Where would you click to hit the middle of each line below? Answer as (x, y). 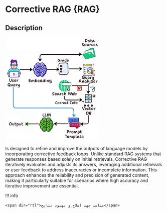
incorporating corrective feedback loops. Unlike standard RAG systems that (83, 154)
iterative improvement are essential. (42, 186)
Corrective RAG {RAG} (53, 9)
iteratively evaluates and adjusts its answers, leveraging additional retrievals (83, 165)
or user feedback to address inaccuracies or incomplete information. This (81, 170)
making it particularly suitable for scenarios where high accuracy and (77, 180)
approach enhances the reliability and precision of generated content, (77, 175)
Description (24, 28)
